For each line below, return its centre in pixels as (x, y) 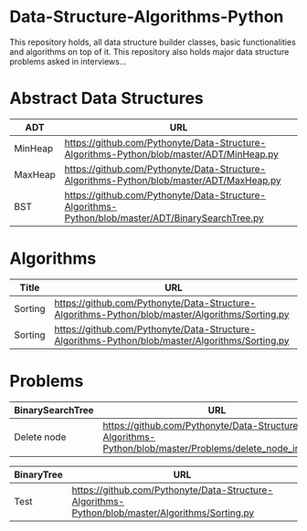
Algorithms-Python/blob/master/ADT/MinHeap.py (171, 154)
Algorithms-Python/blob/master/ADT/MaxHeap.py (173, 180)
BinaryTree (38, 474)
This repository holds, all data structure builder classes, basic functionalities (153, 42)
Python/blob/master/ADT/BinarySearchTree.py (164, 218)
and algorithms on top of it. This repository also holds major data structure (149, 51)
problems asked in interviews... (68, 61)
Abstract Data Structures (106, 99)
